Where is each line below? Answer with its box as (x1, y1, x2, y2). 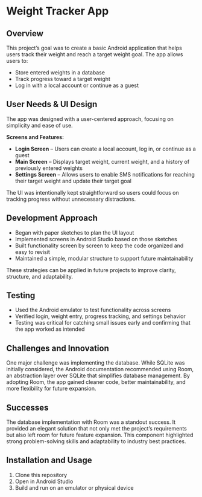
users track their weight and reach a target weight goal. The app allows (6, 51, 183, 58)
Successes (6, 402, 49, 412)
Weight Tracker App (6, 4, 109, 18)
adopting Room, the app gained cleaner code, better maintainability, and (6, 378, 186, 386)
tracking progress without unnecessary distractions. (6, 195, 136, 203)
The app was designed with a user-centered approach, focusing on (6, 115, 174, 122)
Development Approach (6, 213, 98, 223)
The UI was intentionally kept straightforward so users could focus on (6, 189, 179, 196)
